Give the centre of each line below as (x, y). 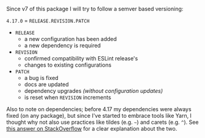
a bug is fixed (41, 78)
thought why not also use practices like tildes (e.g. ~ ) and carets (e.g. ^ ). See (103, 122)
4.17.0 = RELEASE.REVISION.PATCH (48, 20)
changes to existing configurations (68, 65)
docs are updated (46, 84)
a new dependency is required (63, 45)
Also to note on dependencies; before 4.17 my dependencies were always (99, 109)
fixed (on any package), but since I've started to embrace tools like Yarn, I (99, 116)
